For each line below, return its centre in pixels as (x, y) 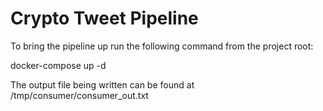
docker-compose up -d (58, 65)
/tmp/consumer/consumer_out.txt (79, 95)
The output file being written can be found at (102, 84)
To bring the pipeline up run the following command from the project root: (162, 46)
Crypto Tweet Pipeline (104, 18)
